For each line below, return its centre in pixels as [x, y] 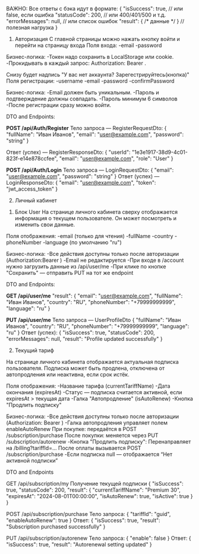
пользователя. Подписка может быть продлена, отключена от [86, 368]
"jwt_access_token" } [32, 189]
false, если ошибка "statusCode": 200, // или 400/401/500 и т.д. [86, 15]
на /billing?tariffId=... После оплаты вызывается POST [74, 448]
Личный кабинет [36, 200]
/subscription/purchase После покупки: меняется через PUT [82, 435]
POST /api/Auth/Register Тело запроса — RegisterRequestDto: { [86, 128]
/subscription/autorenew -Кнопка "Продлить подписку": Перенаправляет [99, 441]
